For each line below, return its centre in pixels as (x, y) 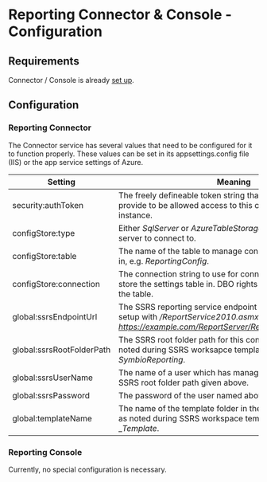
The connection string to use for (178, 274)
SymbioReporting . (152, 359)
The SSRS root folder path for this (181, 339)
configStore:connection (56, 284)
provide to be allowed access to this (185, 205)
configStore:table (44, 256)
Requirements (44, 61)
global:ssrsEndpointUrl (55, 316)
